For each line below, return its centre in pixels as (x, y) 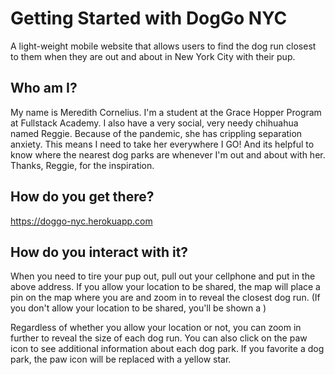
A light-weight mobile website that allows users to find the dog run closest (163, 46)
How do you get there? (82, 197)
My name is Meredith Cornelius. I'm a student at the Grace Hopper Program (166, 112)
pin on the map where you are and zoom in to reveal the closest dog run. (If (165, 298)
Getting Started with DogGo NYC (149, 18)
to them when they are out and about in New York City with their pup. (153, 56)
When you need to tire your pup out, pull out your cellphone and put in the (163, 276)
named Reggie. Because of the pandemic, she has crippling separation (156, 133)
